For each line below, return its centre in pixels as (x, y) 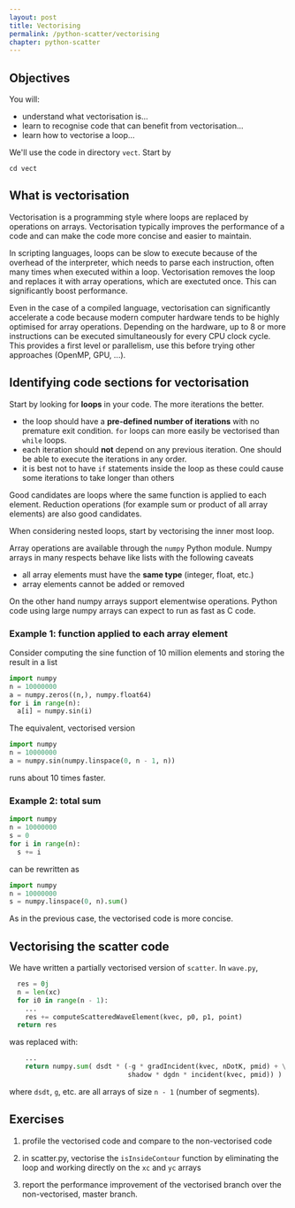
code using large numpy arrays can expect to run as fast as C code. (132, 610)
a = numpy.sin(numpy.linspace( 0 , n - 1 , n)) (92, 761)
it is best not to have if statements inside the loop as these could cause (153, 468)
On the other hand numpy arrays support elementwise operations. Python (144, 601)
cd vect (23, 169)
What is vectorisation (69, 196)
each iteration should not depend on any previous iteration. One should (151, 449)
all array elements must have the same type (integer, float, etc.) (138, 574)
